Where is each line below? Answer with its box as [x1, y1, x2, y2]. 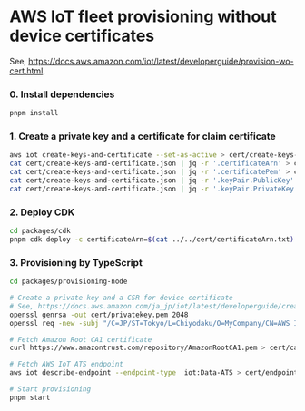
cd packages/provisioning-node [9, 277, 128, 287]
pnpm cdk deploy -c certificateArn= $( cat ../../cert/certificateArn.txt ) [9, 234, 295, 244]
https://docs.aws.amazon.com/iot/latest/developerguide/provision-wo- [28, 55, 294, 66]
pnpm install [9, 109, 59, 118]
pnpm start [9, 393, 51, 402]
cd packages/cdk [9, 227, 71, 236]
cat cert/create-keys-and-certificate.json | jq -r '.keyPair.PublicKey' [9, 176, 295, 185]
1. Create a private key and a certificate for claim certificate [9, 130, 276, 142]
